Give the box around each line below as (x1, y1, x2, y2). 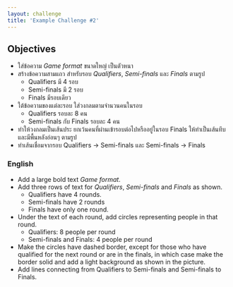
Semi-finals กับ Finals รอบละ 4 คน (28, 117, 120, 126)
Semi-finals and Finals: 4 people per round (28, 235, 153, 243)
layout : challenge (7, 10, 61, 18)
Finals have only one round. (28, 205, 109, 214)
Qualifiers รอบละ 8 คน (28, 109, 88, 118)
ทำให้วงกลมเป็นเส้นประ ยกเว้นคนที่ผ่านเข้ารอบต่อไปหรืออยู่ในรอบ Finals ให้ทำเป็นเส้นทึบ (17, 125, 226, 134)
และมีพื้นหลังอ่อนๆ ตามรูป (17, 133, 77, 142)
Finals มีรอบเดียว (28, 93, 71, 102)
